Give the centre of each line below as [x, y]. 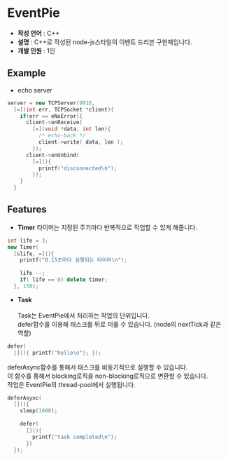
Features [27, 209]
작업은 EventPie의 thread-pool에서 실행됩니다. [71, 384]
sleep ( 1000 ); [39, 411]
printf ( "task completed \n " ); [75, 437]
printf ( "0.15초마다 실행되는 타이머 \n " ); [74, 260]
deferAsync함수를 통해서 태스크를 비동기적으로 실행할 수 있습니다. [98, 367]
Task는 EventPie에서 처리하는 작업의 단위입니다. [84, 315]
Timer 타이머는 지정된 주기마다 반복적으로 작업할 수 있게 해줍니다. [107, 227]
